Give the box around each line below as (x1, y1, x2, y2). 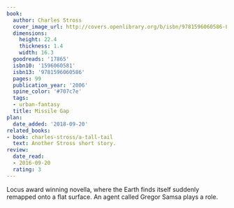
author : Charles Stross (13, 17, 82, 24)
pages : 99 (13, 75, 41, 82)
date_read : (13, 153, 45, 161)
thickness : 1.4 (19, 43, 64, 50)
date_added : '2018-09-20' (13, 120, 89, 128)
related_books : (6, 127, 51, 134)
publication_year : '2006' (13, 82, 89, 89)
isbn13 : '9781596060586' (13, 68, 85, 75)
